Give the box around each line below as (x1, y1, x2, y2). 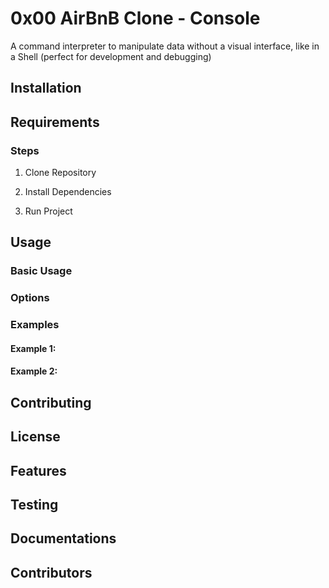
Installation (10, 80, 82, 97)
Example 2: (10, 365, 58, 377)
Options (10, 291, 50, 305)
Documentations (10, 530, 117, 547)
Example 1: (10, 342, 57, 354)
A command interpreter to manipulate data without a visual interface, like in (10, 40, 320, 52)
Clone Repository (24, 167, 97, 179)
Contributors (10, 564, 93, 581)
